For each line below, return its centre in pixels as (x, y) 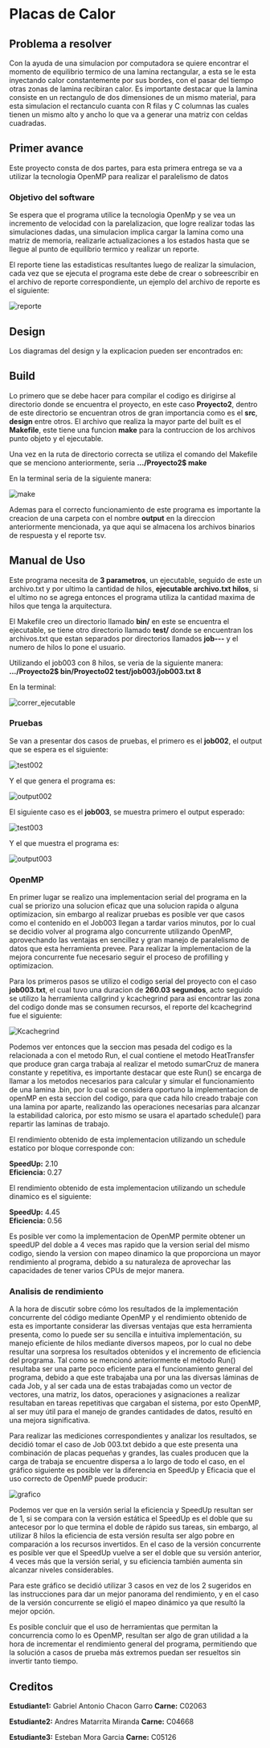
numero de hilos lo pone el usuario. (67, 647)
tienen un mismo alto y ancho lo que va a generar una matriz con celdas (129, 114)
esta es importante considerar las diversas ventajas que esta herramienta (131, 1326)
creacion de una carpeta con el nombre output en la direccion (112, 518)
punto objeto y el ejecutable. (56, 438)
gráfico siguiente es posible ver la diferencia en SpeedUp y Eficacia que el (132, 1470)
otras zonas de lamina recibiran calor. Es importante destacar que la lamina (133, 89)
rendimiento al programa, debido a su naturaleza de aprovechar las (120, 1262)
